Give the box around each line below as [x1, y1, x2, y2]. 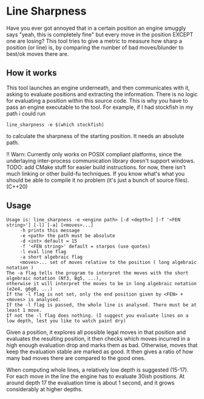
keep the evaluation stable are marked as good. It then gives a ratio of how [6, 348, 193, 355]
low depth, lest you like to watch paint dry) [6, 317, 126, 324]
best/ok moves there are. [6, 50, 69, 57]
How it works [6, 68, 57, 78]
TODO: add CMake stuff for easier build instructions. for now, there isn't [6, 163, 186, 171]
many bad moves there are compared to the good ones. [6, 354, 146, 361]
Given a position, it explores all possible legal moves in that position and [6, 328, 186, 336]
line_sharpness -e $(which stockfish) [6, 122, 104, 128]
